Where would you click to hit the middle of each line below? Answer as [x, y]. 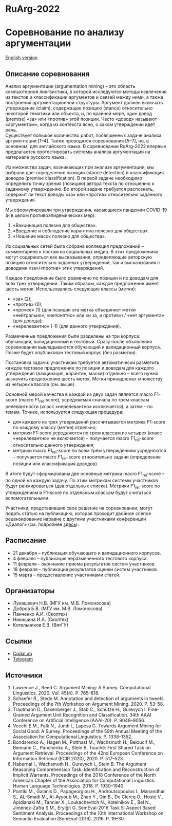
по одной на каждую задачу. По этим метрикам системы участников [82, 480]
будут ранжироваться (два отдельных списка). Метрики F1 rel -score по [83, 486]
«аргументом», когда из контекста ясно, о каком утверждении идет [80, 124]
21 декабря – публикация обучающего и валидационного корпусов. [87, 553]
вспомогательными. [27, 498]
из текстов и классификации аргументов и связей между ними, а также [84, 97]
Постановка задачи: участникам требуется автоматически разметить [82, 362]
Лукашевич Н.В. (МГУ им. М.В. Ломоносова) [62, 603]
